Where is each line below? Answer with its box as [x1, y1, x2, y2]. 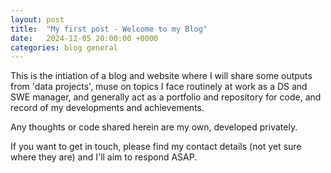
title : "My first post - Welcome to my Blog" [10, 24, 208, 34]
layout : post [10, 14, 65, 25]
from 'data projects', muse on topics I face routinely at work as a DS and [10, 81, 308, 93]
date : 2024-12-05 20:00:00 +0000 [10, 33, 159, 43]
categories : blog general [10, 42, 118, 53]
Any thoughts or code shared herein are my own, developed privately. [10, 121, 298, 133]
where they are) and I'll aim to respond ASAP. [10, 151, 198, 163]
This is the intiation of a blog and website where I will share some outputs [10, 70, 313, 82]
